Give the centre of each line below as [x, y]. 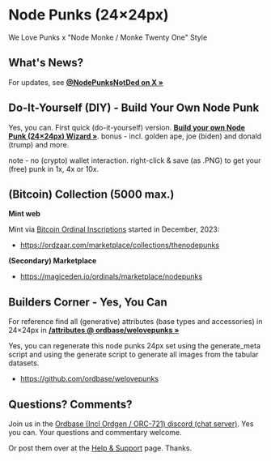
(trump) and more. [39, 144]
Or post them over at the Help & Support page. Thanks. [100, 448]
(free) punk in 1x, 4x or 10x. [54, 169]
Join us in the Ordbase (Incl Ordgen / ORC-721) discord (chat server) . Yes [131, 424]
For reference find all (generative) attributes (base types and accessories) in [135, 322]
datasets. [24, 363]
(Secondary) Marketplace [53, 261]
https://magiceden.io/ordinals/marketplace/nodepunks [111, 276]
